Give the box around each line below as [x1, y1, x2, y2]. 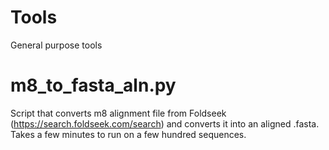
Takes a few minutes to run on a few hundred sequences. [10, 128, 247, 140]
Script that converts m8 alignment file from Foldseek [10, 107, 227, 119]
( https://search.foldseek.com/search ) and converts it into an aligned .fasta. [10, 117, 320, 130]
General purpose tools [10, 39, 103, 51]
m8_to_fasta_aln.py [10, 74, 177, 97]
